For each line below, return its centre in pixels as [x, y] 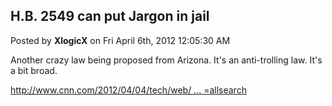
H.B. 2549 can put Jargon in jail [110, 16]
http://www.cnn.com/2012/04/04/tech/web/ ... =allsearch [128, 90]
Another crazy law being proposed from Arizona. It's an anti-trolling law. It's [166, 60]
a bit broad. [34, 70]
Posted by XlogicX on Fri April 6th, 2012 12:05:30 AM [120, 40]
